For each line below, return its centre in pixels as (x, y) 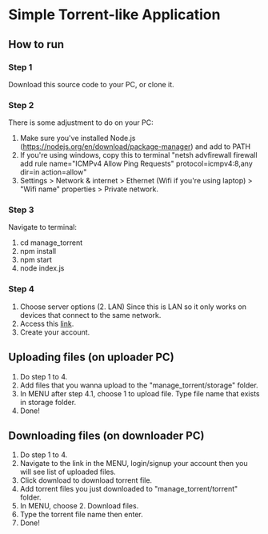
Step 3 (21, 210)
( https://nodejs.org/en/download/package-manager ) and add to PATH (135, 147)
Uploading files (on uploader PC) (91, 357)
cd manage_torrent (51, 243)
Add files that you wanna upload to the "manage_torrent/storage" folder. (139, 385)
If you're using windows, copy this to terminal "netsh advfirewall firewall (138, 155)
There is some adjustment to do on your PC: (81, 122)
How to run (36, 44)
